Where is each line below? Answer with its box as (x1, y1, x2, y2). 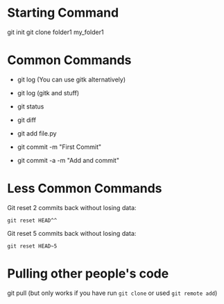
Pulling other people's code (7, 266, 169, 281)
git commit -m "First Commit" (17, 143, 102, 151)
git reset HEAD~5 (7, 242, 58, 250)
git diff (17, 115, 37, 124)
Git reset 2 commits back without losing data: (7, 203, 137, 211)
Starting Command (7, 5, 119, 21)
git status (17, 102, 44, 111)
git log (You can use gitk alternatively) (17, 75, 126, 83)
